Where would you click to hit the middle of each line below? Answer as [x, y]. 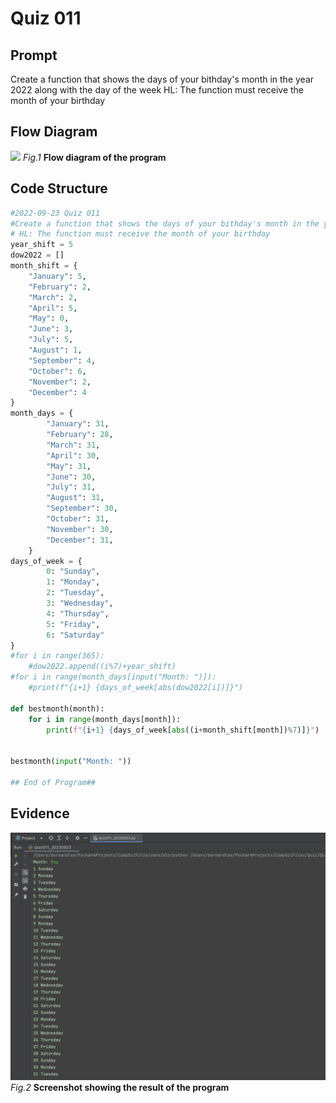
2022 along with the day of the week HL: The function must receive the [157, 90]
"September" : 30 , [82, 508]
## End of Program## [53, 782]
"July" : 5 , [51, 340]
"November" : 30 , [80, 529]
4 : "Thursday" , [78, 613]
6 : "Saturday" [75, 635]
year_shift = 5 [42, 245]
